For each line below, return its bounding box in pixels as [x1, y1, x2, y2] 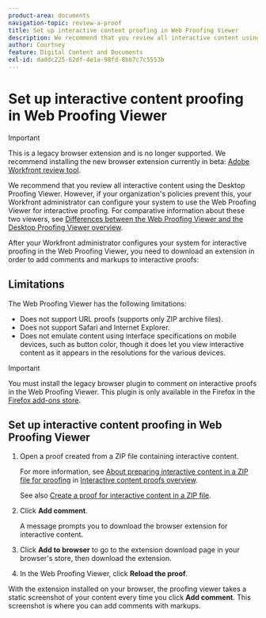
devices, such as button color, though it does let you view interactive [19, 339, 244, 349]
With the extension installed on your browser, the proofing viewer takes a [8, 584, 247, 594]
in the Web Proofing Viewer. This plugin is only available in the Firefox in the [8, 387, 256, 396]
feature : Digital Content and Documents [8, 48, 144, 56]
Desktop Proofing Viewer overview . [8, 223, 123, 232]
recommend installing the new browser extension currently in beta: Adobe [8, 156, 250, 166]
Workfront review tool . [8, 165, 82, 174]
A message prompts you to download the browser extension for [19, 521, 228, 531]
